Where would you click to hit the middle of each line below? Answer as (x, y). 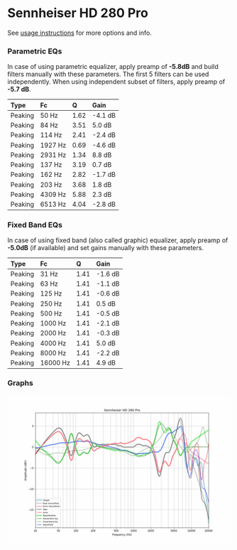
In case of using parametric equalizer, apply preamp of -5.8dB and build (113, 67)
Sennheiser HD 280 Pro (78, 13)
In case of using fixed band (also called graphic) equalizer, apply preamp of (118, 240)
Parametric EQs (35, 51)
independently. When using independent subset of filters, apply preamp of (116, 82)
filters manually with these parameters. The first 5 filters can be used (108, 74)
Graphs (20, 383)
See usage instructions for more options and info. (80, 33)
